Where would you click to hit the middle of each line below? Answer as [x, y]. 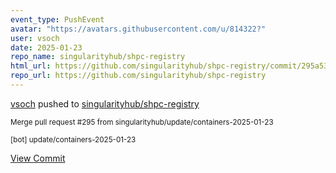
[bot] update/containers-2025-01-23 [73, 139]
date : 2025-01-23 [46, 47]
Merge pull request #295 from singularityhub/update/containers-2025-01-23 [142, 122]
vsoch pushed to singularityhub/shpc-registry [105, 103]
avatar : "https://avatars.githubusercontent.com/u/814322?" [138, 29]
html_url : [31, 66]
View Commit [38, 158]
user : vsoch [35, 38]
